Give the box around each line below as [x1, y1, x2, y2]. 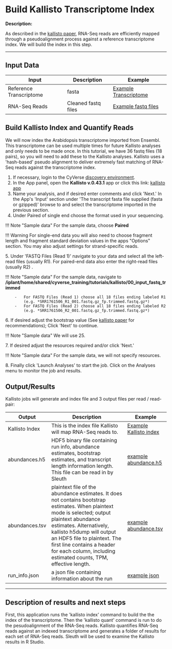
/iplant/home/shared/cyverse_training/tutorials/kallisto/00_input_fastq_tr [5, 279, 166, 285]
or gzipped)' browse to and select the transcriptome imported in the [12, 201, 156, 207]
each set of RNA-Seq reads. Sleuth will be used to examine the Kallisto [5, 634, 155, 640]
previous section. [12, 206, 50, 213]
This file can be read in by [51, 469, 114, 476]
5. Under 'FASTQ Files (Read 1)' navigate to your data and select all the [5, 253, 155, 259]
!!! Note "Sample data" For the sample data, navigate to [5, 274, 122, 280]
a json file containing [51, 569, 101, 576]
